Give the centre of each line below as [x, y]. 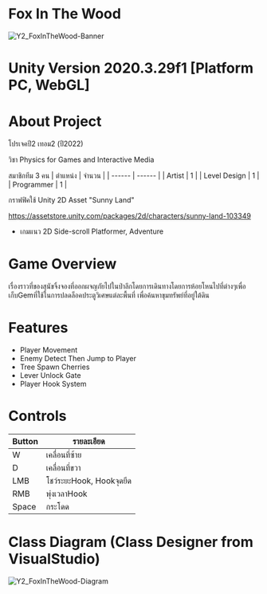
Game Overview [63, 264]
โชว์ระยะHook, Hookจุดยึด [88, 481]
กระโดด [57, 506]
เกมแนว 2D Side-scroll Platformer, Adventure [92, 231]
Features [38, 328]
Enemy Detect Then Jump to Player [78, 358]
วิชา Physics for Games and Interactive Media [81, 159]
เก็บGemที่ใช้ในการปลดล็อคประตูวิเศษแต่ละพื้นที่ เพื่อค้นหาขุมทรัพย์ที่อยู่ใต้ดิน [109, 295]
